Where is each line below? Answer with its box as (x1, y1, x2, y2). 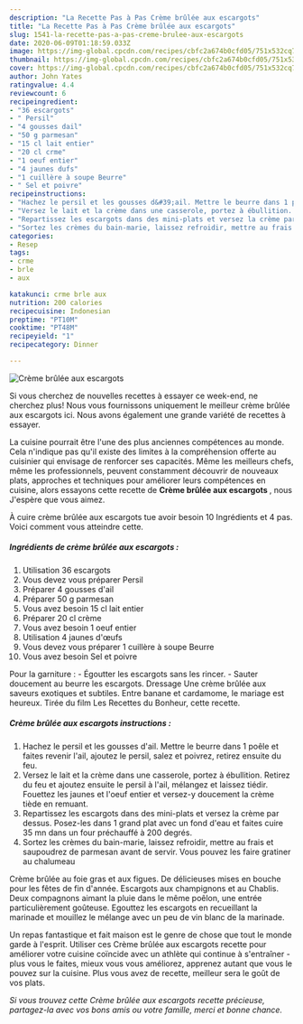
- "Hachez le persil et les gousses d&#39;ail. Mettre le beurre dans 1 (9, 198, 289, 208)
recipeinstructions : (9, 190, 87, 199)
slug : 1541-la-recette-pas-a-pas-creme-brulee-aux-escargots (9, 30, 244, 39)
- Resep (9, 240, 39, 249)
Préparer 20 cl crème (22, 612, 102, 623)
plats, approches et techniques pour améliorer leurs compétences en (9, 475, 266, 486)
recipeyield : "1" (9, 331, 75, 341)
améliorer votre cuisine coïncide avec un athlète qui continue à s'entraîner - (9, 948, 290, 959)
